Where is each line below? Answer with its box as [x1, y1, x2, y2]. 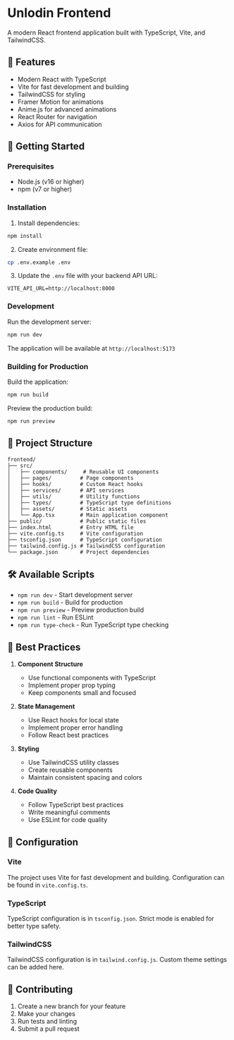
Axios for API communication [17, 120, 102, 128]
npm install [7, 232, 42, 239]
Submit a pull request [17, 1024, 80, 1033]
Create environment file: [17, 245, 88, 253]
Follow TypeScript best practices [27, 801, 124, 809]
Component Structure [17, 660, 83, 668]
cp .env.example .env [7, 259, 71, 266]
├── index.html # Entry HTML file [7, 524, 134, 531]
